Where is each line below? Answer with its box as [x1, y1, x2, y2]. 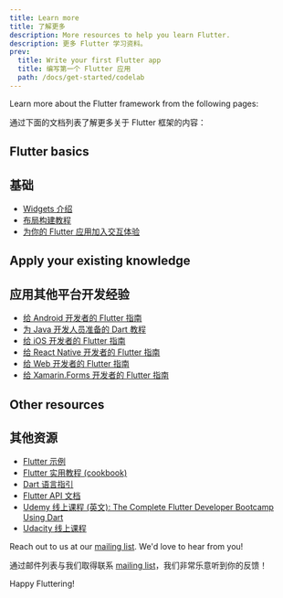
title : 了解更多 [9, 22, 66, 31]
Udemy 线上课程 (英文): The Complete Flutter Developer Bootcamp [22, 502, 274, 513]
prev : [9, 48, 30, 57]
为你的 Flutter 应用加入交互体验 [22, 226, 141, 237]
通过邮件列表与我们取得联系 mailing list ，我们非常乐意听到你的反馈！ [9, 560, 267, 571]
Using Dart [22, 512, 64, 523]
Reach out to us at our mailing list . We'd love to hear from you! [9, 541, 244, 552]
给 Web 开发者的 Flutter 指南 [22, 358, 130, 369]
